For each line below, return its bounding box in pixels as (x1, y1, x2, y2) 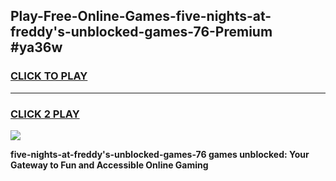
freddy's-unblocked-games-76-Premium (10, 24, 273, 41)
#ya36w (10, 39, 63, 56)
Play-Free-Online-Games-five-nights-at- (10, 8, 272, 25)
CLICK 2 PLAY (10, 107, 80, 121)
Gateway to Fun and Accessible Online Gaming (10, 159, 209, 171)
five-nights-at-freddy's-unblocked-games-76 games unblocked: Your (10, 148, 310, 160)
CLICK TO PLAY (10, 69, 88, 83)
